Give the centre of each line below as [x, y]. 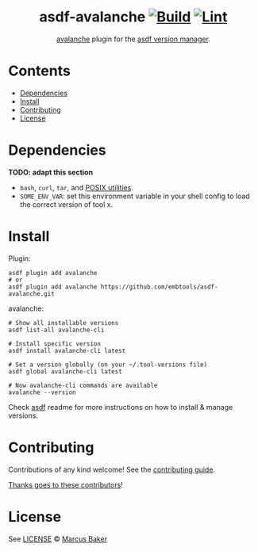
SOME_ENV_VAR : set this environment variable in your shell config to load [135, 196]
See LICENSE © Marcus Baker [58, 538]
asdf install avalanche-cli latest [67, 350]
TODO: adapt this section [51, 172]
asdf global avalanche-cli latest [65, 371]
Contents [40, 71]
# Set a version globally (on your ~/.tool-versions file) [108, 365]
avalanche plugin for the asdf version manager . [133, 39]
